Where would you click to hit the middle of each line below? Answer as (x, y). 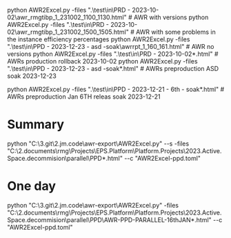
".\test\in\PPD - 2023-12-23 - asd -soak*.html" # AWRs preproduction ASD (113, 69)
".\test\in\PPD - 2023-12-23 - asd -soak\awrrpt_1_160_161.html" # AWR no (111, 47)
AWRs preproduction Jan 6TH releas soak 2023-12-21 (84, 97)
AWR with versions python (171, 17)
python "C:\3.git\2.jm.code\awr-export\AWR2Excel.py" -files (93, 205)
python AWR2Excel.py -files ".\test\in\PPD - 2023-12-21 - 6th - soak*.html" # (116, 89)
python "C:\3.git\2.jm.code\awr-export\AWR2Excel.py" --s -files (98, 143)
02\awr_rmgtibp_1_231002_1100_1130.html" (67, 17)
